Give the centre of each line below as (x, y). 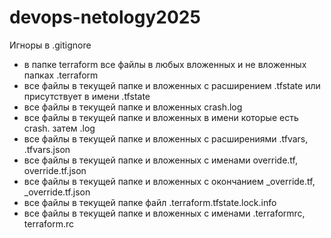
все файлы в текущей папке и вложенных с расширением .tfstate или (172, 85)
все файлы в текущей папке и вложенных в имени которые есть (161, 117)
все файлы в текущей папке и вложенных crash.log (133, 107)
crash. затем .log (59, 128)
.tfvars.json (47, 149)
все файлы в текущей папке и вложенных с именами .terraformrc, (164, 213)
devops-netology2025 (105, 17)
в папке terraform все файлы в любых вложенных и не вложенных (165, 64)
